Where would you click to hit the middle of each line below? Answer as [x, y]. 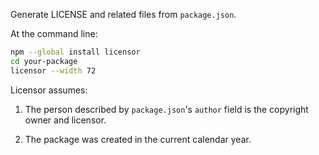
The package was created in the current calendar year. [138, 139]
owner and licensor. [65, 120]
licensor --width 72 [53, 70]
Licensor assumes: [49, 90]
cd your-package [44, 61]
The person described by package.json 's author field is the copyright [166, 109]
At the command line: [54, 33]
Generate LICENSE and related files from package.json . [123, 14]
